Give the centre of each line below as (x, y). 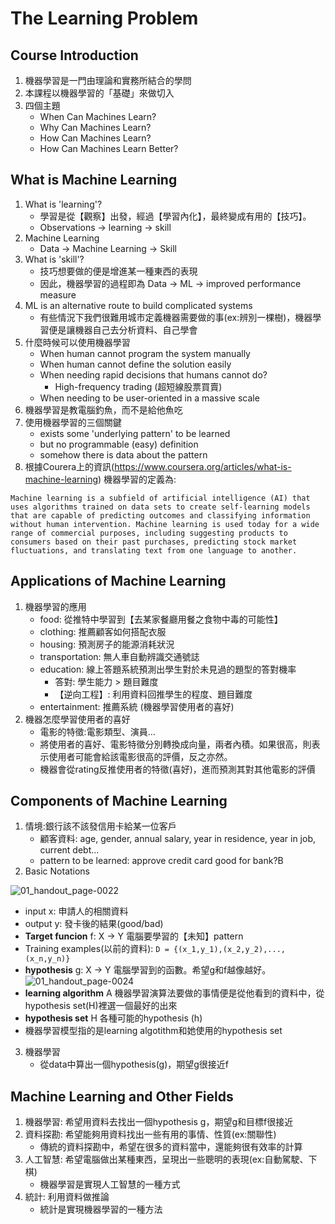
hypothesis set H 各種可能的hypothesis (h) (113, 1018)
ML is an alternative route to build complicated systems (138, 305)
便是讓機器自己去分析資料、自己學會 (123, 329)
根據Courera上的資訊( (69, 466)
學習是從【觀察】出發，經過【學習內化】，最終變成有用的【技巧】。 (175, 216)
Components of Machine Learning (119, 801)
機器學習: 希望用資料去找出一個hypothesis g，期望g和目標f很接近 (159, 1122)
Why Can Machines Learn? (95, 127)
